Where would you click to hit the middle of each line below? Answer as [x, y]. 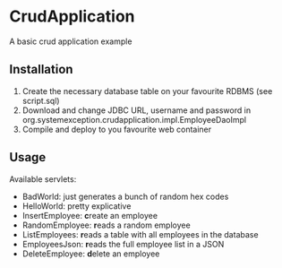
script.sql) [41, 100]
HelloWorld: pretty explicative [77, 206]
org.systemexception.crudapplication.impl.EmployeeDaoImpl [134, 119]
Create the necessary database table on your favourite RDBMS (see [147, 91]
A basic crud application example [71, 41]
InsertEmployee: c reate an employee [90, 215]
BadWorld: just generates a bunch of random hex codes [125, 196]
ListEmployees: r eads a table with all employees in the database [140, 234]
